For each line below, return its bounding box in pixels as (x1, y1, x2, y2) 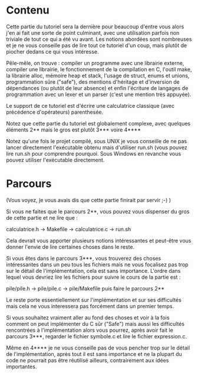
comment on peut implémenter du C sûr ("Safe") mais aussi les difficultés (6, 320, 184, 327)
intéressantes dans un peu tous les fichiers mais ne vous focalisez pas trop (6, 260, 189, 268)
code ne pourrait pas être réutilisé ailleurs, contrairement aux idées (6, 357, 169, 364)
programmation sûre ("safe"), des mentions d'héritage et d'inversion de (6, 78, 180, 85)
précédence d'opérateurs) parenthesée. (6, 108, 104, 116)
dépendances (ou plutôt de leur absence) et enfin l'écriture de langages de (6, 84, 189, 91)
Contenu (6, 4, 49, 17)
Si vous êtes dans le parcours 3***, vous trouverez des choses (6, 255, 161, 262)
